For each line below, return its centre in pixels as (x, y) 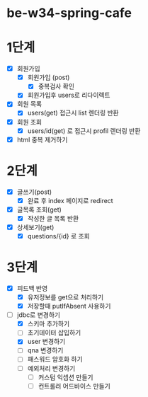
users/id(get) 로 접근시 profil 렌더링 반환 (84, 131)
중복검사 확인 (56, 86)
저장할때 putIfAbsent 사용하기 (69, 306)
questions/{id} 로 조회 (58, 236)
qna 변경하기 (45, 350)
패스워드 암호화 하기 (55, 359)
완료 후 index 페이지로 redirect (70, 200)
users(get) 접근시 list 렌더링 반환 (73, 113)
